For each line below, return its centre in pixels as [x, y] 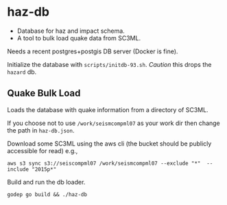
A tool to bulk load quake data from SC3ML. [79, 38]
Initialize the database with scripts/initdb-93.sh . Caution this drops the [109, 64]
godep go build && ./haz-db [47, 194]
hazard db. [22, 72]
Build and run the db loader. [46, 182]
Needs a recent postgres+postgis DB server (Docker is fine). [93, 51]
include [18, 169]
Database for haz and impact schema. [71, 31]
